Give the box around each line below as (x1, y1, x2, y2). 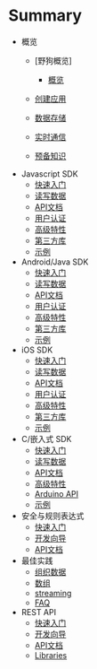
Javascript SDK (20, 168, 78, 179)
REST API (20, 606, 57, 617)
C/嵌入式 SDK (20, 433, 72, 444)
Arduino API (34, 488, 79, 499)
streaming (34, 587, 72, 598)
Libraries (34, 649, 68, 660)
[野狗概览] (34, 55, 72, 65)
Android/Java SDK (20, 256, 89, 267)
